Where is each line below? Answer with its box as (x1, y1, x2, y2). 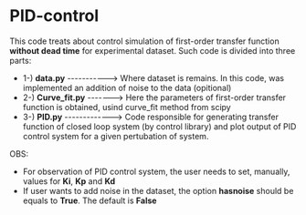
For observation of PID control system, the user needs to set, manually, (22, 166, 290, 177)
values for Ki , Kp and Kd (22, 175, 116, 187)
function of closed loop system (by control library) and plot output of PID (22, 120, 297, 132)
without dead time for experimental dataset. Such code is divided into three (9, 45, 296, 56)
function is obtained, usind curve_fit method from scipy (22, 101, 231, 112)
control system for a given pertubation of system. (22, 130, 209, 141)
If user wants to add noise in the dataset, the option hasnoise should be (22, 185, 294, 196)
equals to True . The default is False (22, 195, 157, 206)
